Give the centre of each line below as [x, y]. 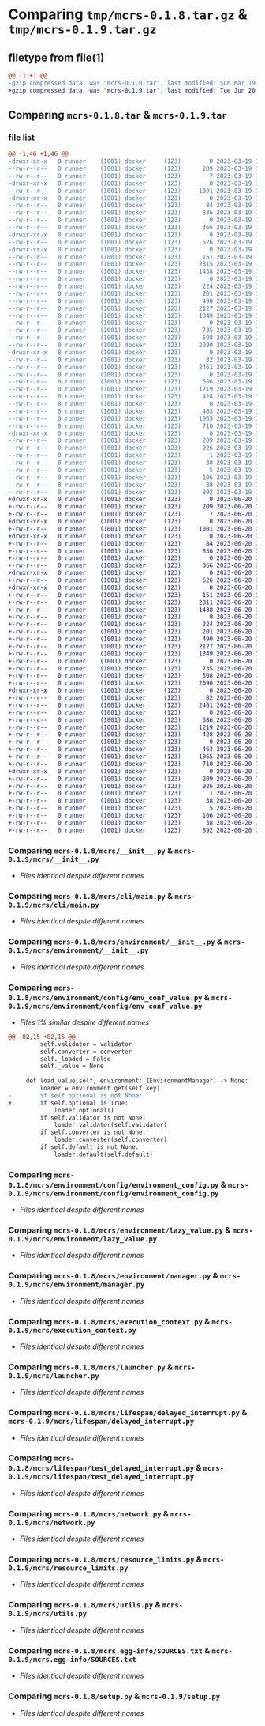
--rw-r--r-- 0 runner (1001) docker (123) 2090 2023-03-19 [130, 346]
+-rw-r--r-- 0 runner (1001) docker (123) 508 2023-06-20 [130, 676]
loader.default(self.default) [104, 1154]
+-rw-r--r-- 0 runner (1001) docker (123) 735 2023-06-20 [130, 668]
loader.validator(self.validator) [111, 1125]
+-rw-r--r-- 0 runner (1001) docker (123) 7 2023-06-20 [130, 514]
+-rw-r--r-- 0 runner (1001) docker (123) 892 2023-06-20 [130, 830]
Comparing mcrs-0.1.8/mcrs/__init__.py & [91, 850]
